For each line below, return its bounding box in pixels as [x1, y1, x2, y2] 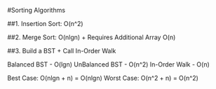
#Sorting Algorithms [7, 6, 65, 14]
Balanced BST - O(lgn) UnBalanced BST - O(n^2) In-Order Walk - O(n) [7, 60, 210, 69]
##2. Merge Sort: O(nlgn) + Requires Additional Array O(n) [7, 33, 176, 41]
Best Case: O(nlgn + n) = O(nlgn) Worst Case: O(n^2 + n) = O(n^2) [7, 74, 198, 82]
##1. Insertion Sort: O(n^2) [7, 20, 83, 27]
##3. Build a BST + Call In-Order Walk [7, 47, 116, 55]
